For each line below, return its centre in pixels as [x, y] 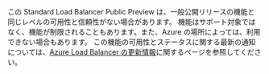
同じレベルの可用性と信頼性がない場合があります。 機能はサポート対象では [132, 22]
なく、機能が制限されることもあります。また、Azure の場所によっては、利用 [134, 32]
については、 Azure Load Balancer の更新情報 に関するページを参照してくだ [131, 52]
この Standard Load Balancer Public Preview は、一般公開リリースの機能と [131, 12]
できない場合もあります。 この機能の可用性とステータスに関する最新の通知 [132, 42]
